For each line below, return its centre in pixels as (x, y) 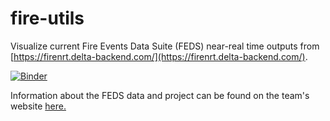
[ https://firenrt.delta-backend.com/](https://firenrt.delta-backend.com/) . (159, 56)
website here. (38, 106)
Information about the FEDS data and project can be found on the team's (160, 95)
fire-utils (47, 18)
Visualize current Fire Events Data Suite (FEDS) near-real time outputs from (165, 46)
